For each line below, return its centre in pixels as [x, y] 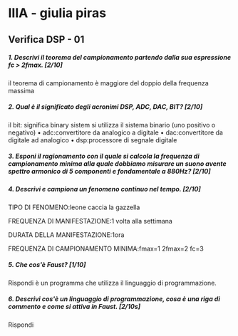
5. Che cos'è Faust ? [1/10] [47, 265]
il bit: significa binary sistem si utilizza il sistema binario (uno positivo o [112, 125]
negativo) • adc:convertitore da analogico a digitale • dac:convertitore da [116, 132]
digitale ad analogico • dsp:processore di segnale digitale [93, 140]
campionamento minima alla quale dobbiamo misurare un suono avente [117, 164]
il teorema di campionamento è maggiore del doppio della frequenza [108, 83]
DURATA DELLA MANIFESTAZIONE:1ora [66, 235]
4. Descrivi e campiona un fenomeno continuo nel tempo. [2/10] [105, 189]
